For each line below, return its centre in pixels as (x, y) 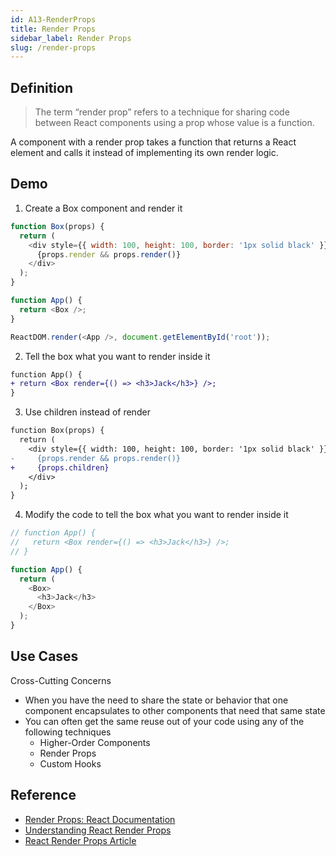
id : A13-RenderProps (53, 19)
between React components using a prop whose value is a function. (174, 123)
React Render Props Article (80, 840)
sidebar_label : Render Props (71, 38)
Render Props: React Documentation (100, 819)
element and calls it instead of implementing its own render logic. (144, 153)
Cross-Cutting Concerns (61, 680)
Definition (41, 87)
